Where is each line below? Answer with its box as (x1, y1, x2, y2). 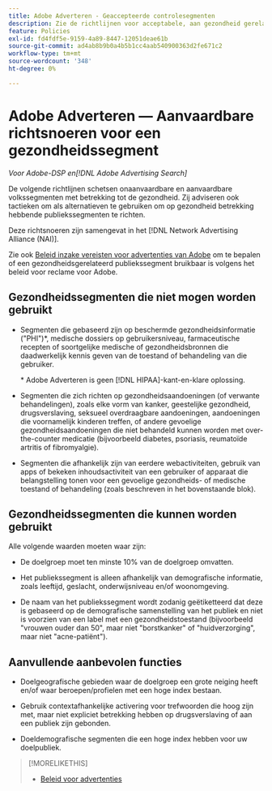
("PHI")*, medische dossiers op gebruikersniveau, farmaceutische (19, 333, 240, 343)
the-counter (19, 433, 61, 443)
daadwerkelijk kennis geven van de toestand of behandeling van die (19, 350, 248, 360)
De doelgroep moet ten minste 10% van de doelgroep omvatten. (19, 557, 234, 567)
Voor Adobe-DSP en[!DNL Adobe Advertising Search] (8, 168, 188, 178)
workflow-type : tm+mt (8, 49, 82, 58)
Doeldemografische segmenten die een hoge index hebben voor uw (19, 734, 248, 744)
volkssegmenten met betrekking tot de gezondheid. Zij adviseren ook (8, 192, 240, 202)
